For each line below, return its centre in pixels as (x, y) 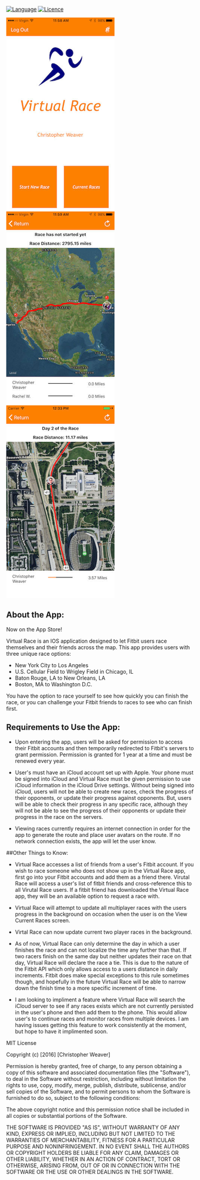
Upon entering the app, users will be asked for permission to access (99, 742)
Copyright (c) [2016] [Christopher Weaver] (58, 1054)
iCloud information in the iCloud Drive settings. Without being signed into (104, 785)
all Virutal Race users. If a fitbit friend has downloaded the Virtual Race (102, 889)
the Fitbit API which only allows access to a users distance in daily (96, 969)
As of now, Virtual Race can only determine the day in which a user (97, 943)
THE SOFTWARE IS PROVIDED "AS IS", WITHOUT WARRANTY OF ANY (93, 1127)
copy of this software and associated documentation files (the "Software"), (99, 1072)
